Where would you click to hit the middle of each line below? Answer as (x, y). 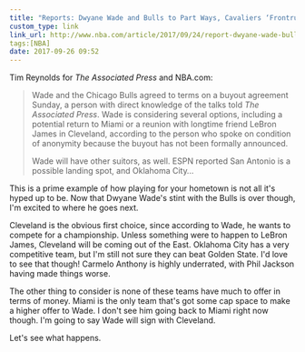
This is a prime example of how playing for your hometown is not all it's (143, 188)
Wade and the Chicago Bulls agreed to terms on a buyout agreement (160, 96)
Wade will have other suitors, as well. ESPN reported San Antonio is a (161, 161)
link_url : (28, 35)
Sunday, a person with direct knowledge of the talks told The (145, 105)
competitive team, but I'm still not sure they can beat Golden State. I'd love (149, 255)
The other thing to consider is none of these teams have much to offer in (145, 291)
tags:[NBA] (30, 43)
